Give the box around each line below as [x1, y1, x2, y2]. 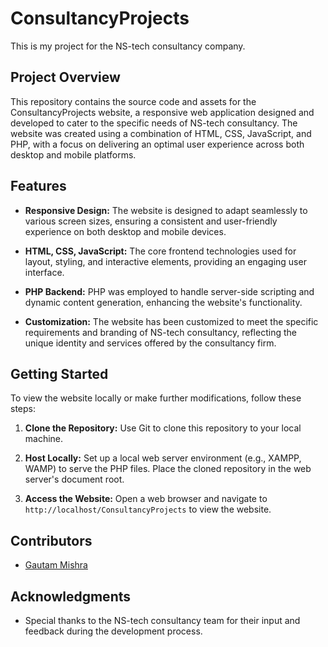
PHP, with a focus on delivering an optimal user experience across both [10, 138, 305, 150]
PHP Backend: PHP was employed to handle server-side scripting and [24, 285, 315, 297]
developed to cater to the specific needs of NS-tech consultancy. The [10, 117, 298, 129]
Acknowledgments [10, 588, 132, 605]
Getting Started [10, 365, 109, 382]
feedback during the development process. [24, 625, 203, 637]
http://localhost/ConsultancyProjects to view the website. [24, 503, 272, 516]
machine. [24, 433, 64, 445]
